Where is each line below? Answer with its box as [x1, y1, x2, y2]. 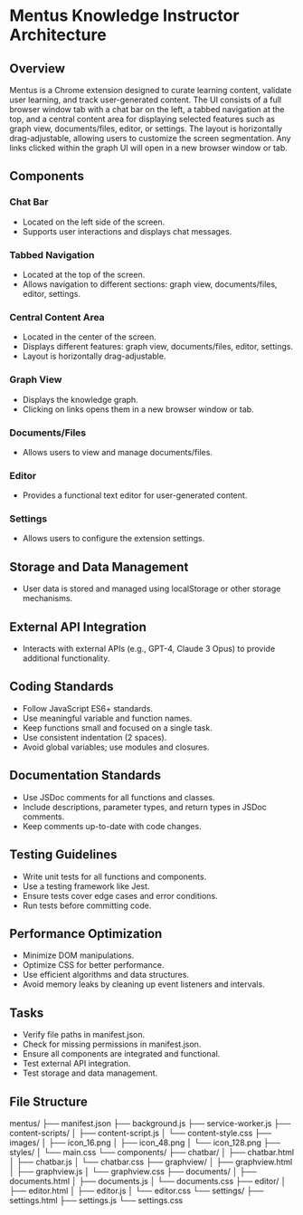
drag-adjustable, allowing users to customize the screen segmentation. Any [9, 133, 291, 143]
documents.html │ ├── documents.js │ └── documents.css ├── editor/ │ [9, 1175, 287, 1186]
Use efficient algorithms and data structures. [22, 970, 190, 981]
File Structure [9, 1094, 88, 1109]
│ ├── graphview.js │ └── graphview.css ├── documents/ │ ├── [9, 1165, 258, 1177]
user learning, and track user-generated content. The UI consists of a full [9, 94, 282, 105]
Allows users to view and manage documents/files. [22, 446, 213, 457]
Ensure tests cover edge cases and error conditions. [22, 890, 219, 901]
